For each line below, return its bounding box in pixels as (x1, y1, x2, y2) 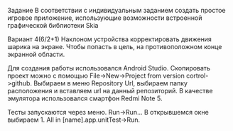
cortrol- (185, 71, 209, 80)
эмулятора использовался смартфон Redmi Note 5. (7, 94, 163, 103)
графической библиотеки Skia (7, 21, 99, 29)
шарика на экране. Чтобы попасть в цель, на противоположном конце (7, 43, 222, 51)
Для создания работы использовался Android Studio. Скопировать (7, 64, 211, 72)
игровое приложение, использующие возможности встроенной (7, 14, 202, 22)
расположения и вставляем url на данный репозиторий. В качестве (7, 87, 213, 95)
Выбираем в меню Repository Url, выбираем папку (33, 79, 188, 88)
